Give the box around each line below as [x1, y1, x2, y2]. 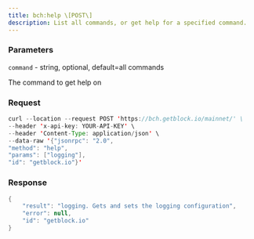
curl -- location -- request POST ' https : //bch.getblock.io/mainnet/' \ [8, 115, 244, 123]
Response [8, 177, 47, 188]
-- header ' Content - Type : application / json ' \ [8, 129, 159, 137]
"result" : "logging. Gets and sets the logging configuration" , [22, 202, 237, 210]
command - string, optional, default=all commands [8, 62, 165, 71]
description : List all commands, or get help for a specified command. [8, 19, 247, 27]
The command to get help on [8, 78, 102, 87]
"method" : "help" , [8, 144, 68, 152]
